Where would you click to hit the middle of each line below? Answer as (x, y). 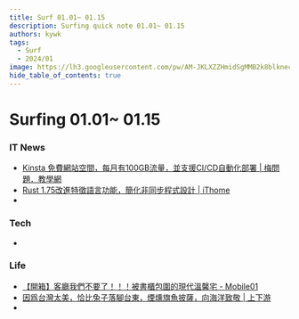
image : (21, 68)
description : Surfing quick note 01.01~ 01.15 (97, 26)
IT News (28, 147)
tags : (19, 42)
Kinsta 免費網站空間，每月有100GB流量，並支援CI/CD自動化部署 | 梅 (147, 168)
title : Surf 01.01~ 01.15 (57, 17)
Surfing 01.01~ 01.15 (85, 119)
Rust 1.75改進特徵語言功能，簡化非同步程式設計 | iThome (126, 190)
